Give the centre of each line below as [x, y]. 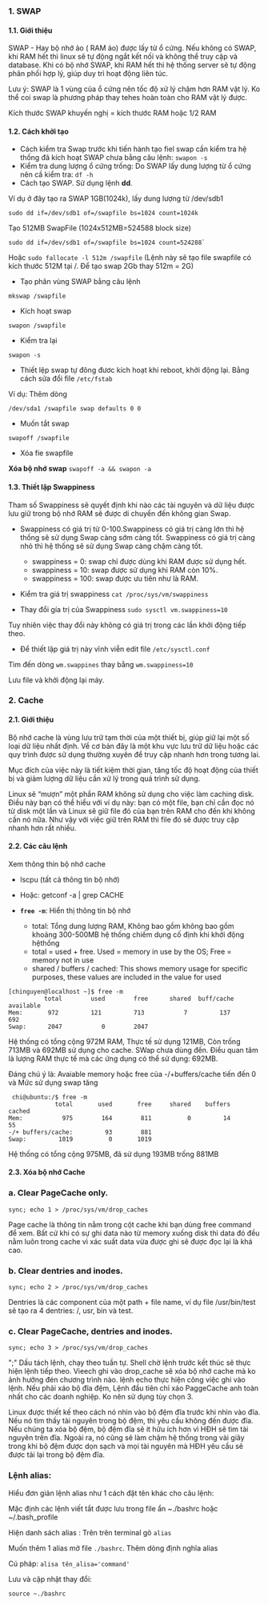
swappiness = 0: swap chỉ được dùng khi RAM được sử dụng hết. [139, 561]
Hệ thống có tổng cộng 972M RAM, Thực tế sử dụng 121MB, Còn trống [124, 1041]
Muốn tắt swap [44, 424]
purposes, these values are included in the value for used [126, 977]
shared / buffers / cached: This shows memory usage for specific [140, 968]
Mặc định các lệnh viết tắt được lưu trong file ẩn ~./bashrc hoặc [113, 1508]
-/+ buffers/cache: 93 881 [80, 1132]
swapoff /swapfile [39, 438]
